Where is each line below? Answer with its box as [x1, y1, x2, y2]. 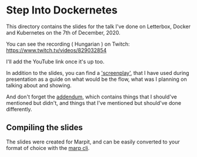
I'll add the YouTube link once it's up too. [6, 58, 105, 65]
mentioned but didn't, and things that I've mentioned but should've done [6, 99, 181, 106]
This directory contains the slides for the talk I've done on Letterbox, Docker [6, 23, 191, 30]
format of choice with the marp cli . [6, 144, 90, 151]
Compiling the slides [6, 122, 84, 132]
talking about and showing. [6, 81, 72, 88]
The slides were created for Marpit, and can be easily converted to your [6, 138, 181, 145]
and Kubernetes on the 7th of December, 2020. [6, 29, 121, 36]
